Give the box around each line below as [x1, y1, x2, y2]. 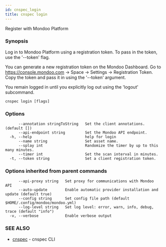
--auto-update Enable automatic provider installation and [18, 188, 159, 193]
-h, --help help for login [9, 135, 116, 140]
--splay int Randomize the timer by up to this [18, 143, 159, 148]
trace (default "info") [5, 209, 55, 214]
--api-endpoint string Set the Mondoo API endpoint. [18, 130, 148, 135]
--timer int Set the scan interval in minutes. [18, 152, 159, 157]
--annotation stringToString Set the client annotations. [18, 122, 145, 127]
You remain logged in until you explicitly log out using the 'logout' [5, 84, 139, 90]
